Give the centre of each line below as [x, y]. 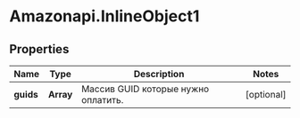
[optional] [266, 94]
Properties [39, 49]
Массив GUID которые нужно [146, 89]
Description [159, 74]
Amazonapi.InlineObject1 [104, 16]
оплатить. [103, 100]
